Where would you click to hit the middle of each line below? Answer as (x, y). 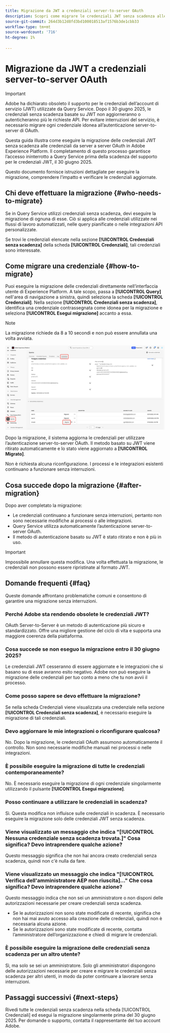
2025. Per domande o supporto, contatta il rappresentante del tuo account (83, 1021)
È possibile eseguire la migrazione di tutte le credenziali (75, 766)
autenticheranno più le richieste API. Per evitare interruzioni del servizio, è (82, 119)
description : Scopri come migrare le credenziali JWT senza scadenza (80, 16)
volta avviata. (19, 339)
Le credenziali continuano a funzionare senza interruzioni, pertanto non (87, 515)
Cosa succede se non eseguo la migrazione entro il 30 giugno (82, 649)
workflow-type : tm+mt (28, 27)
